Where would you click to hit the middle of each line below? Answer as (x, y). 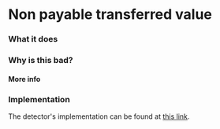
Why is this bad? (41, 61)
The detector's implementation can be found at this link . (99, 116)
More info (24, 79)
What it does (33, 39)
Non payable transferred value (110, 15)
